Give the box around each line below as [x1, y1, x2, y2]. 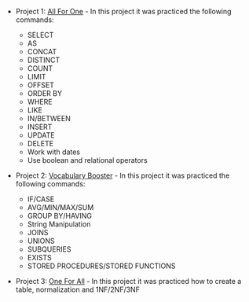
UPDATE [27, 131, 55, 140]
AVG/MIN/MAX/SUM [27, 203, 94, 212]
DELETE [27, 139, 53, 148]
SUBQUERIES [27, 245, 71, 254]
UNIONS [27, 236, 55, 245]
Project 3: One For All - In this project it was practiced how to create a [15, 277, 242, 285]
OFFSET [27, 80, 55, 90]
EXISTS [27, 253, 53, 262]
